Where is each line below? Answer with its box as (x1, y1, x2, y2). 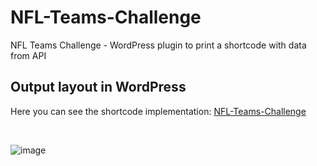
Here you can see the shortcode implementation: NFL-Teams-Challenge (10, 105, 307, 117)
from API (10, 49, 47, 61)
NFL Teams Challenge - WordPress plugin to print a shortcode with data (10, 39, 307, 51)
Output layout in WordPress (10, 79, 187, 96)
